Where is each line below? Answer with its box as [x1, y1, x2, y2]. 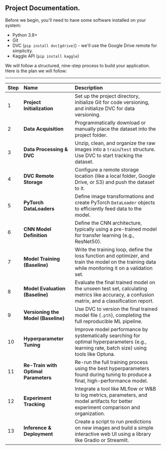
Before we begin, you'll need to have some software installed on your [5, 17, 146, 23]
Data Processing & [23, 146, 68, 152]
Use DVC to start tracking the [75, 152, 143, 159]
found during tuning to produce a [75, 371, 152, 378]
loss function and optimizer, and [75, 252, 150, 259]
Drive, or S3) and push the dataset [75, 178, 155, 185]
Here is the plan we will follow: [5, 68, 67, 74]
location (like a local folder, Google [75, 172, 156, 179]
